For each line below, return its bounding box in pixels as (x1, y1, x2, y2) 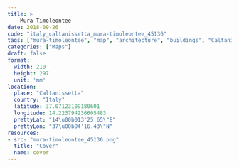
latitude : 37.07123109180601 (14, 103, 100, 110)
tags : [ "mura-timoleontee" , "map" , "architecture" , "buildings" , (7, 37, 205, 44)
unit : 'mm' (14, 76, 46, 84)
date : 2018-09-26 (7, 23, 59, 31)
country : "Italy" (14, 97, 65, 104)
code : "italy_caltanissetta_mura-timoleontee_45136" (7, 30, 167, 38)
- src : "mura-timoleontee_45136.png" (7, 136, 119, 143)
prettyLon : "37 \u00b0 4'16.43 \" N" (14, 122, 113, 130)
